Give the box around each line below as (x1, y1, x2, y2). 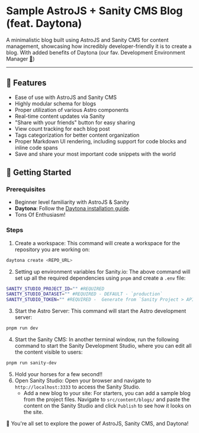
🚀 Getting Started (6, 168, 72, 178)
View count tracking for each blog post (14, 125, 110, 132)
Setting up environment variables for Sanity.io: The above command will (14, 268, 191, 275)
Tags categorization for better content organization (14, 131, 140, 139)
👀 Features (6, 78, 47, 88)
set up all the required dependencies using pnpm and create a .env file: (14, 274, 186, 281)
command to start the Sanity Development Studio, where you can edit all (14, 342, 192, 349)
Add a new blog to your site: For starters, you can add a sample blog (23, 389, 191, 396)
